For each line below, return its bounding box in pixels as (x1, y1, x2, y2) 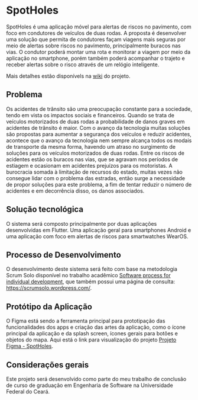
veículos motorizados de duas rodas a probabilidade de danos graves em (6, 118, 185, 125)
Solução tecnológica (6, 204, 84, 215)
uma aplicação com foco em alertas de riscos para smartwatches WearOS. (6, 232, 189, 240)
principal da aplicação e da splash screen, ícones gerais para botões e (6, 330, 178, 337)
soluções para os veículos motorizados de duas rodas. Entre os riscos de (6, 149, 185, 156)
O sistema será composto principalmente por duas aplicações (6, 220, 157, 227)
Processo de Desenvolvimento (6, 249, 121, 260)
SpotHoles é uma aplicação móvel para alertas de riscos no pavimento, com (6, 23, 192, 30)
